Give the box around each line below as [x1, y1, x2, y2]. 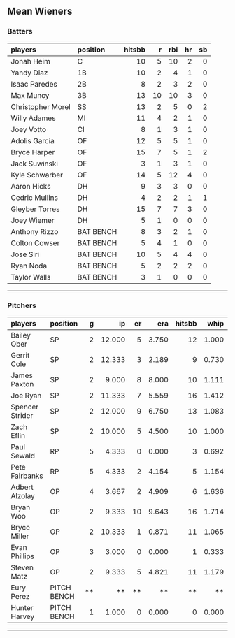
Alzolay [10, 491, 35, 500]
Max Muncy [10, 90, 50, 100]
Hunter [10, 602, 34, 612]
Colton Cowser [10, 238, 60, 247]
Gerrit [10, 350, 30, 360]
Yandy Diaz [10, 68, 48, 78]
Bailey [10, 330, 31, 340]
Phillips [10, 551, 35, 561]
